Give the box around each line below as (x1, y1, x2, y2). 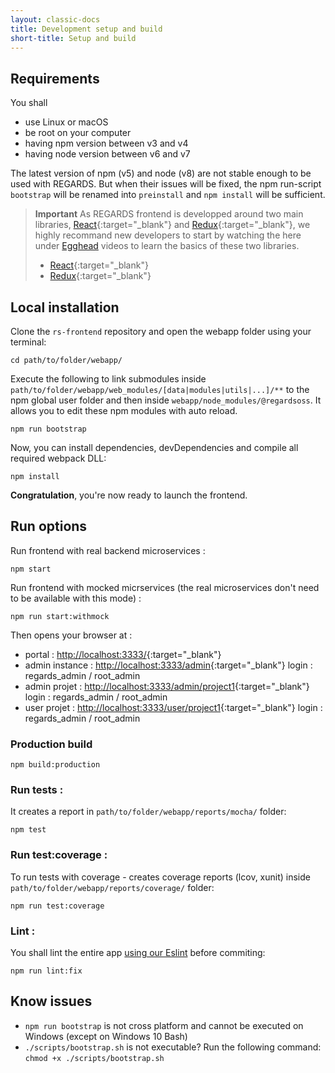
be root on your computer (24, 127, 132, 139)
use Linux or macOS (24, 116, 109, 128)
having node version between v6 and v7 (24, 148, 191, 160)
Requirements (10, 70, 100, 87)
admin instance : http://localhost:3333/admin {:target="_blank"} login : (24, 659, 313, 671)
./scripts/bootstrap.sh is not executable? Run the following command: (24, 1041, 322, 1053)
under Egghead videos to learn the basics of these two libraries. (34, 240, 300, 252)
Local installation (10, 299, 120, 316)
